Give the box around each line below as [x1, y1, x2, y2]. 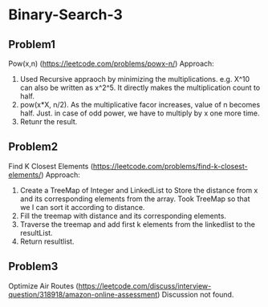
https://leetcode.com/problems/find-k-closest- [92, 161, 248, 171]
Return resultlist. [19, 236, 75, 246]
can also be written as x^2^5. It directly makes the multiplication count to [19, 83, 261, 92]
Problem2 [8, 140, 59, 154]
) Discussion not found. [156, 289, 234, 299]
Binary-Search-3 [8, 6, 123, 24]
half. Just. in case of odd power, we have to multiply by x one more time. [19, 108, 260, 118]
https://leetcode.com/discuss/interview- [78, 281, 212, 290]
